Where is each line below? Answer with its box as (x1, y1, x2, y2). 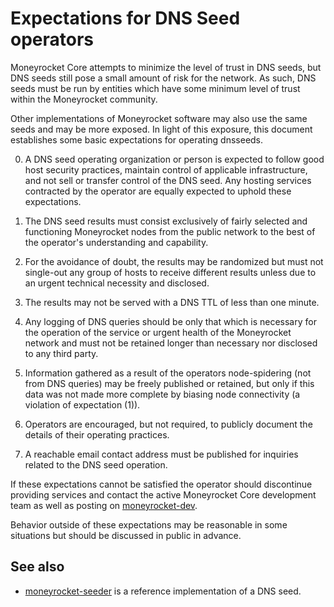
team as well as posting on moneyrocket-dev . (10, 499, 198, 511)
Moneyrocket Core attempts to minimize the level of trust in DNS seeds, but (10, 61, 322, 73)
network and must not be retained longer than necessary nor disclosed (24, 337, 318, 349)
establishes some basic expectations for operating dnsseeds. (10, 133, 264, 146)
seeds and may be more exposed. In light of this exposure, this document (10, 123, 313, 135)
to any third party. (24, 347, 99, 359)
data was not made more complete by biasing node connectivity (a (24, 388, 301, 400)
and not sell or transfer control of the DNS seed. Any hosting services (24, 174, 312, 186)
